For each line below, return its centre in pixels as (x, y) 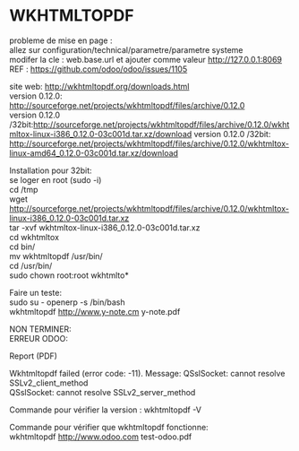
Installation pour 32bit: (51, 170)
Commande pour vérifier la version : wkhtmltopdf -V (105, 410)
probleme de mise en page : (61, 40)
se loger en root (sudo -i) (56, 179)
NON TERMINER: (40, 329)
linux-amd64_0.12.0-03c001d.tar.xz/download (94, 152)
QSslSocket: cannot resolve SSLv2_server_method (103, 392)
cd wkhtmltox (34, 237)
